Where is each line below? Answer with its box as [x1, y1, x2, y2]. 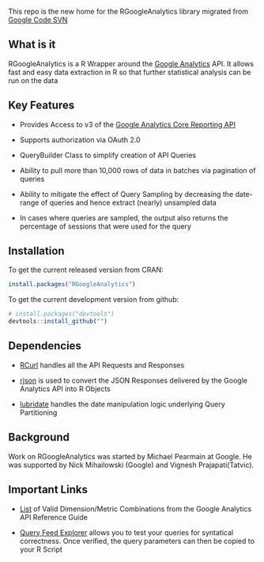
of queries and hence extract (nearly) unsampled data [40, 198, 217, 207]
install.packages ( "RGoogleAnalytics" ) [8, 281, 136, 289]
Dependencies [8, 339, 81, 353]
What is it [8, 38, 56, 51]
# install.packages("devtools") [8, 310, 115, 319]
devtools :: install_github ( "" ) [8, 318, 108, 326]
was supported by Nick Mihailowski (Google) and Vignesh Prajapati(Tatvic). [8, 460, 255, 470]
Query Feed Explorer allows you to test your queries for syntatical [19, 527, 234, 537]
